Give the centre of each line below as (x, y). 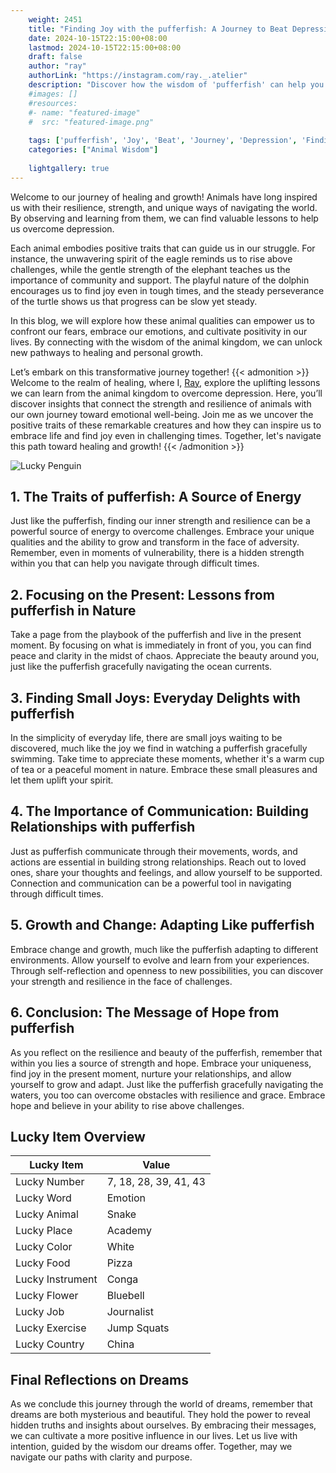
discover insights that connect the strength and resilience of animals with (161, 403)
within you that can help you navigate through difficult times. (135, 563)
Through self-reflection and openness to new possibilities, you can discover (167, 970)
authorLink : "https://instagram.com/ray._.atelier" (138, 76)
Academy (129, 1231)
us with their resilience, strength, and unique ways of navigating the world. (164, 207)
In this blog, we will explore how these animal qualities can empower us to (162, 320)
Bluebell (125, 1296)
